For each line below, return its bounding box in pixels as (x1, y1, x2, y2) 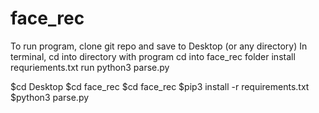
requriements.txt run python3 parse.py (10, 61, 170, 73)
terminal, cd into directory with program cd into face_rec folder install (10, 50, 296, 62)
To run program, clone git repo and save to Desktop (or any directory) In (10, 40, 308, 52)
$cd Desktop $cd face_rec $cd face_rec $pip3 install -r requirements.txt (10, 80, 310, 92)
